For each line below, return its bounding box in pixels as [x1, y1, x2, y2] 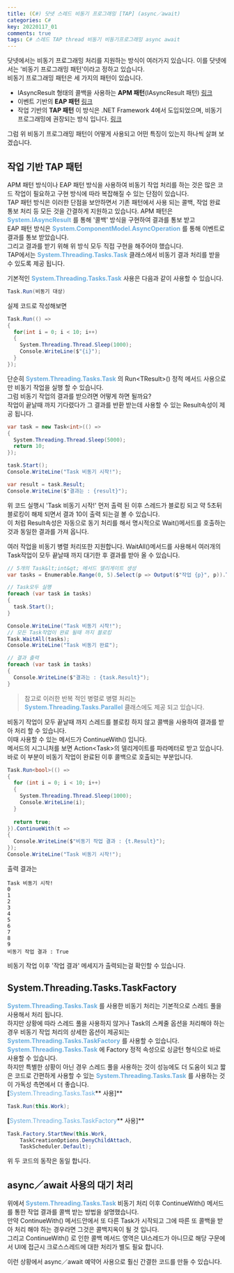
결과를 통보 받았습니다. [7, 233, 69, 241]
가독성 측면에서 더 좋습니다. [14, 1080, 89, 1089]
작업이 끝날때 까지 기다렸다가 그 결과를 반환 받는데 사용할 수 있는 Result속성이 [7, 400, 218, 409]
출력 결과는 [7, 864, 38, 873]
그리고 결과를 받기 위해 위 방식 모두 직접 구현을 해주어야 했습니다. [7, 242, 184, 250]
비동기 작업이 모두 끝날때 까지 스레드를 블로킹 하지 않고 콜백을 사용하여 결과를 [7, 718, 217, 726]
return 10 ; [13, 443, 45, 450]
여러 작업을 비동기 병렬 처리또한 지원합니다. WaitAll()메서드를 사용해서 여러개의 [7, 542, 221, 551]
